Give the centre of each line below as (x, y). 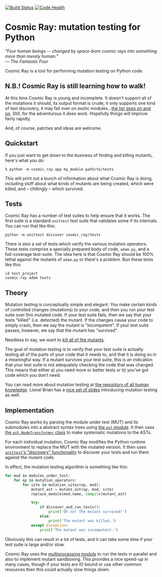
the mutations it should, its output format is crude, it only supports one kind (80, 103)
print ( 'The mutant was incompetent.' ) (79, 530)
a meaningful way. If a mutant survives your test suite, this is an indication (79, 360)
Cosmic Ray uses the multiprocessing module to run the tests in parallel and (81, 554)
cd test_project (21, 274)
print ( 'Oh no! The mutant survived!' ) (88, 512)
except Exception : (49, 525)
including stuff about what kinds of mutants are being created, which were (79, 183)
